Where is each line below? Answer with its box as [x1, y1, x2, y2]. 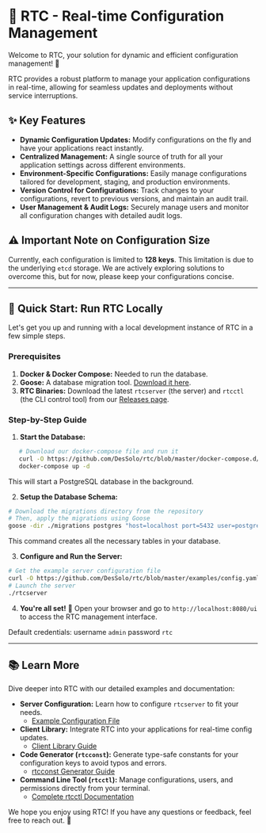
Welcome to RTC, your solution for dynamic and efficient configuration [8, 50, 239, 59]
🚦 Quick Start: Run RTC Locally [8, 301, 164, 315]
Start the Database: [19, 432, 85, 441]
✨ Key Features [8, 114, 85, 128]
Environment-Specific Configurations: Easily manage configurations [19, 168, 247, 178]
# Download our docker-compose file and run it [18, 447, 179, 455]
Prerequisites [8, 351, 61, 362]
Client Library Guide [31, 741, 97, 751]
